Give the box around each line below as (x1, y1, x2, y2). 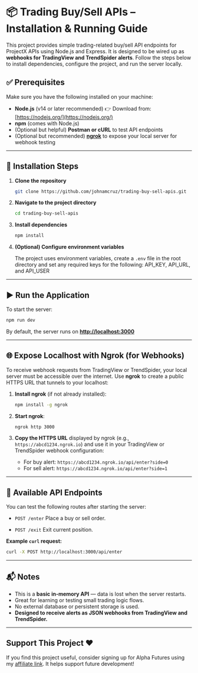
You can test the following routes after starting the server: (6, 503, 146, 510)
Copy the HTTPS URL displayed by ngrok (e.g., (14, 435, 130, 442)
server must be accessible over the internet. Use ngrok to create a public (6, 373, 184, 380)
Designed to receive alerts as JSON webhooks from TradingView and (14, 609, 187, 616)
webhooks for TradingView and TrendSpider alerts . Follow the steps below (6, 54, 192, 61)
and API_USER (14, 267, 50, 274)
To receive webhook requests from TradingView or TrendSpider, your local (6, 366, 187, 373)
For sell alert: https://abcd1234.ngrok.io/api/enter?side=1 (23, 465, 168, 472)
